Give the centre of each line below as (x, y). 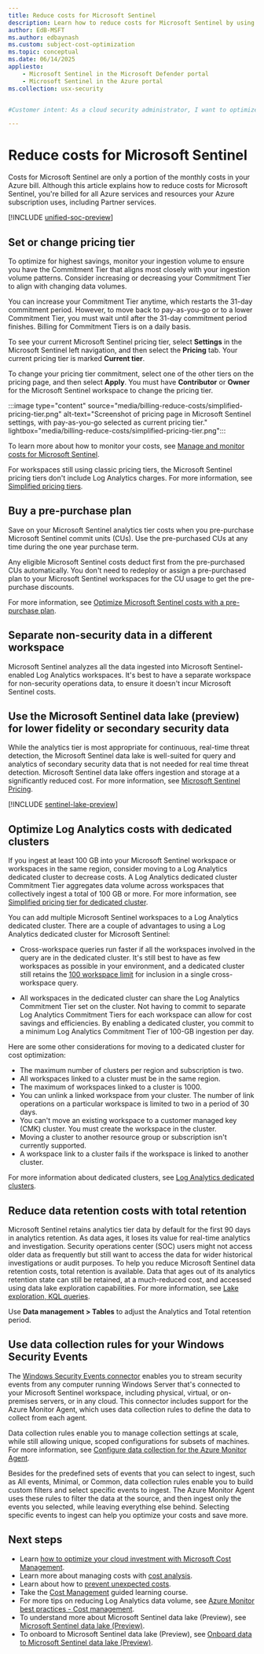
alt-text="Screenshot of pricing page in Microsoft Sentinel (157, 414)
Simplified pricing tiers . (46, 486)
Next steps (35, 1540)
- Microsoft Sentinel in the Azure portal (93, 81)
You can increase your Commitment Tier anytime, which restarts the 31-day (130, 301)
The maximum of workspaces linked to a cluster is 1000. (110, 1087)
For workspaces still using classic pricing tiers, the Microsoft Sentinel (120, 470)
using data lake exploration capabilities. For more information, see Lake (123, 1288)
